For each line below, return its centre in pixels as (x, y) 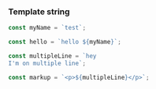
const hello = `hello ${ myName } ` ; (65, 42)
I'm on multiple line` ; (47, 63)
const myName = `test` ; (47, 28)
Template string (39, 12)
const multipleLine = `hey (52, 56)
